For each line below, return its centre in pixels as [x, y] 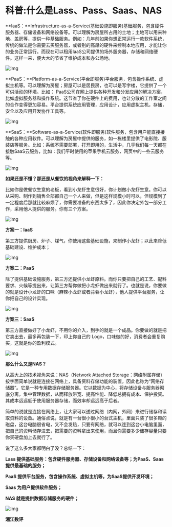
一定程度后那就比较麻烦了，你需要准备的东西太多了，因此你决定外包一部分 [84, 202]
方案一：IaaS [19, 230]
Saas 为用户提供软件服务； [34, 487]
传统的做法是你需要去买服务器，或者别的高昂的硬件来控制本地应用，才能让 [84, 45]
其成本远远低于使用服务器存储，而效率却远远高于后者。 [63, 400]
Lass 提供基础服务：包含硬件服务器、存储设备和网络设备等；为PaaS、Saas [84, 459]
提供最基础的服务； [26, 465]
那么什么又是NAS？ [26, 364]
